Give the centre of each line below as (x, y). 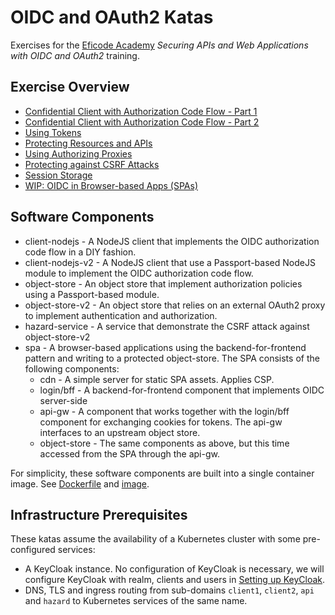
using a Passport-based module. (92, 294)
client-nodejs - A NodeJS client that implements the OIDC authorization (172, 241)
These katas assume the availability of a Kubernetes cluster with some (155, 539)
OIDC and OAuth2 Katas (112, 17)
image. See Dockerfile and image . (80, 483)
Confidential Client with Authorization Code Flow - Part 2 (142, 122)
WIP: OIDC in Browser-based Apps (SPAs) (111, 185)
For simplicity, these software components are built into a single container (162, 473)
